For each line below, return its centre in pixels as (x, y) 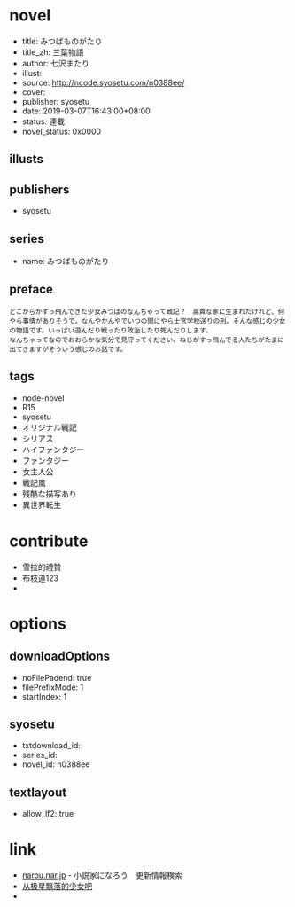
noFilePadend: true (57, 677)
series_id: (39, 755)
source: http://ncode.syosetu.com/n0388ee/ (103, 82)
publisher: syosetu (56, 101)
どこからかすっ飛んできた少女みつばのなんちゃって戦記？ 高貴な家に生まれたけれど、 (144, 311)
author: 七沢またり (56, 63)
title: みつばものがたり (62, 41)
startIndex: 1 (44, 696)
